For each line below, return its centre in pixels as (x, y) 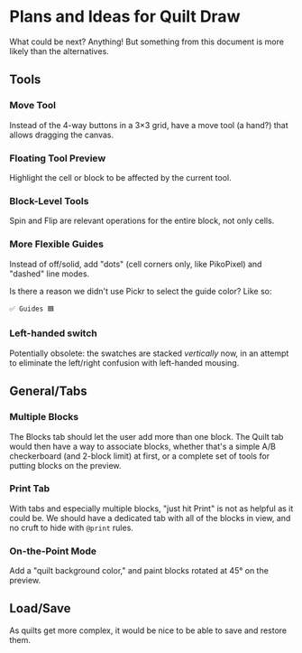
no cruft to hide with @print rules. (71, 527)
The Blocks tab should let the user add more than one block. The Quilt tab (146, 436)
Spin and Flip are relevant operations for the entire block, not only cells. (142, 221)
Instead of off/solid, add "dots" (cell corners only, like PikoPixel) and (136, 264)
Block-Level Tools (49, 201)
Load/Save (40, 608)
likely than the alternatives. (59, 51)
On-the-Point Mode (53, 551)
